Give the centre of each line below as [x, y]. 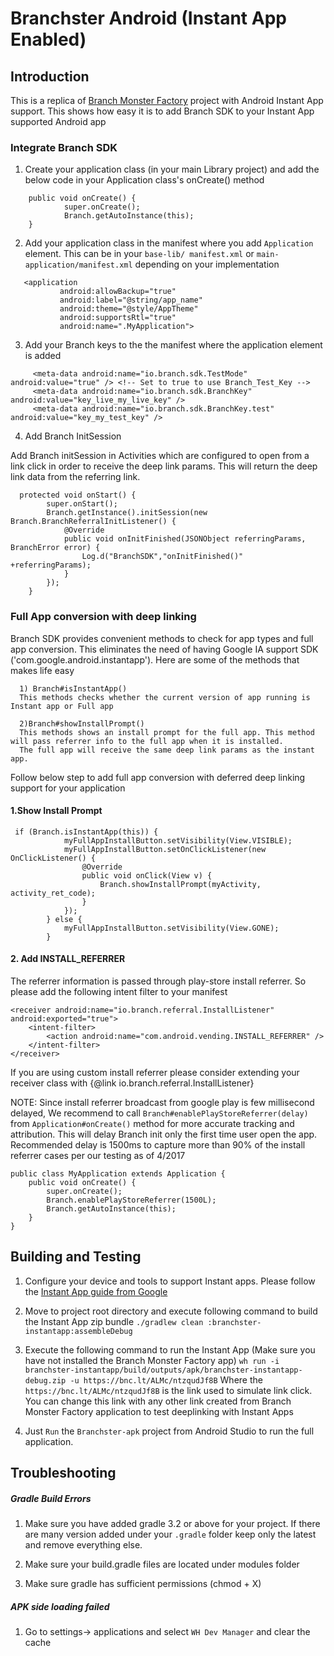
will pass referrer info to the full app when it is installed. [147, 741]
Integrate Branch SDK [64, 147]
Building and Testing [76, 1257]
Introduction [50, 76]
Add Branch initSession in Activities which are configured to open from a [160, 456]
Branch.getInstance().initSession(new [127, 513]
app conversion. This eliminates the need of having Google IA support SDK [164, 649]
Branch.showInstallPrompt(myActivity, [180, 884]
